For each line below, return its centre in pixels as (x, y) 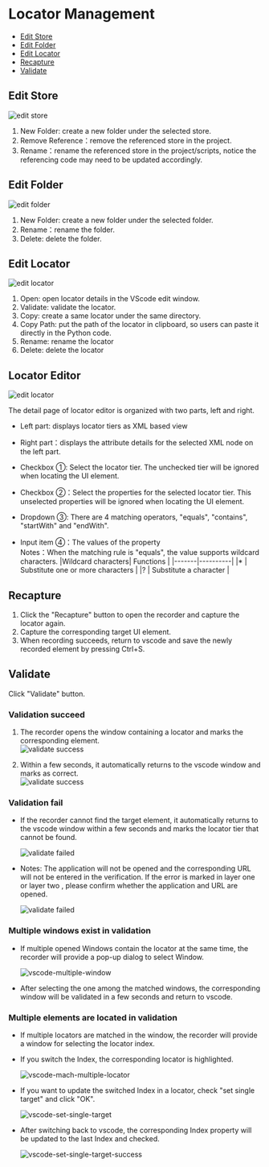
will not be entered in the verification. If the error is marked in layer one (137, 877)
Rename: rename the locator (67, 341)
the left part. (41, 452)
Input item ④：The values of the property (90, 542)
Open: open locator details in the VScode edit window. (110, 299)
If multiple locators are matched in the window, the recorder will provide (139, 1035)
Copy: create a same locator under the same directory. (110, 316)
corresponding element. (60, 741)
